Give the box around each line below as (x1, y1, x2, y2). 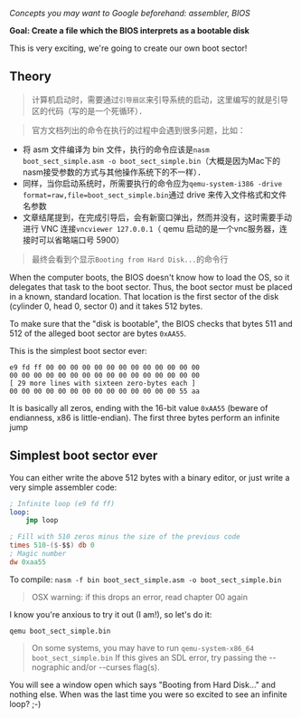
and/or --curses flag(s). (71, 661, 160, 673)
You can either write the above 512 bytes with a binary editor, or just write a (9, 472, 290, 483)
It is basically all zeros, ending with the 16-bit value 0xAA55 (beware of (9, 402, 268, 413)
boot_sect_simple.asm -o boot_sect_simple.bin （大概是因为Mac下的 (22, 155, 281, 166)
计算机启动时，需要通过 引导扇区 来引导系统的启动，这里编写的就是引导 (31, 94, 289, 105)
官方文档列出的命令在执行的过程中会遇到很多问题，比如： (31, 124, 246, 135)
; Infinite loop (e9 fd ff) (9, 499, 116, 508)
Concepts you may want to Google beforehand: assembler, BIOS (9, 8, 250, 18)
